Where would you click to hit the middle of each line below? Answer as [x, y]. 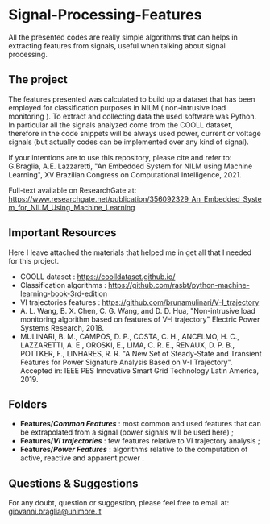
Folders [28, 404]
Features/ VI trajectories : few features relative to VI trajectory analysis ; [140, 441]
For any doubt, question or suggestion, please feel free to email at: [119, 503]
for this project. [34, 260]
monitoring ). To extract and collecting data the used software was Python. [132, 116]
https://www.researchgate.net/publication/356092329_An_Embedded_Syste [135, 198]
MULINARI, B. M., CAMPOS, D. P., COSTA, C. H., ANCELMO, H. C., [130, 336]
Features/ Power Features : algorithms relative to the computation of [134, 450]
